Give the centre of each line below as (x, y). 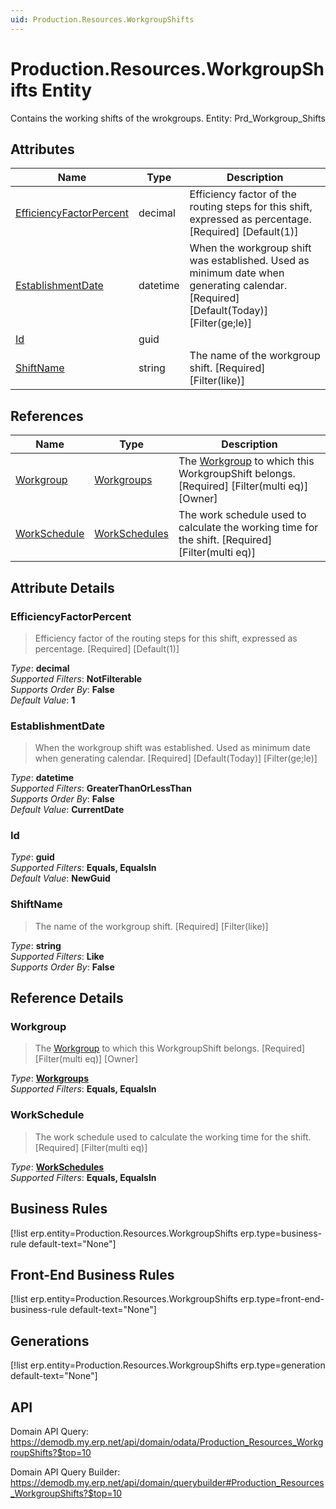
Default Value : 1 (43, 700)
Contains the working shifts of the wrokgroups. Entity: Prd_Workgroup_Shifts (168, 118)
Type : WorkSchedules (57, 1167)
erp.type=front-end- (282, 1299)
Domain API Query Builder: (65, 1472)
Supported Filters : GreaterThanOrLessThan (101, 788)
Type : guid (32, 857)
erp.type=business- (281, 1233)
